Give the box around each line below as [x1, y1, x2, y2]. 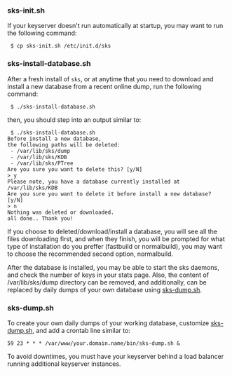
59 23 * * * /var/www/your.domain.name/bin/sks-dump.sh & [7, 339, 180, 347]
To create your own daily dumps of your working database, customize [7, 318, 210, 327]
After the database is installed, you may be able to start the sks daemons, [7, 263, 219, 271]
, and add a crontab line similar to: [32, 326, 131, 334]
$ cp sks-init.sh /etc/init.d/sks [10, 43, 111, 50]
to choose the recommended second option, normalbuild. [7, 250, 174, 258]
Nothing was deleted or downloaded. [7, 209, 114, 216]
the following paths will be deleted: [7, 141, 121, 149]
